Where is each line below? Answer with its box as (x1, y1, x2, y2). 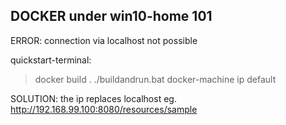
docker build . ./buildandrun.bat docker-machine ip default (34, 73, 277, 85)
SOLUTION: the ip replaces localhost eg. (10, 92, 177, 104)
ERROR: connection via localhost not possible (10, 34, 198, 46)
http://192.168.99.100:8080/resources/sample (10, 103, 198, 115)
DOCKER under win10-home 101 (10, 8, 213, 25)
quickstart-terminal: (10, 54, 92, 66)
